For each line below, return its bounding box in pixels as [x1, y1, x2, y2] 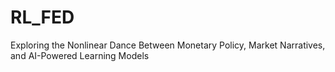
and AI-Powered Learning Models [10, 49, 150, 61]
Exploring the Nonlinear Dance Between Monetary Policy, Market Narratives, [10, 39, 326, 51]
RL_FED [10, 6, 75, 29]
